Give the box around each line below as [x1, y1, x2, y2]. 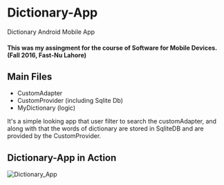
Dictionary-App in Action [7, 152, 117, 164]
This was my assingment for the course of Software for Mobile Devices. [7, 43, 218, 52]
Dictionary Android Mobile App [7, 28, 95, 36]
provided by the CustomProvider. [7, 132, 102, 140]
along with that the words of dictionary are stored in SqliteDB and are [7, 124, 204, 133]
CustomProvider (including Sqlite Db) [17, 97, 123, 105]
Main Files [7, 70, 53, 82]
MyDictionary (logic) [17, 104, 76, 112]
